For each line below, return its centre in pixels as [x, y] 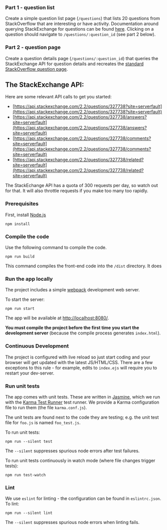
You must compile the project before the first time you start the [72, 328]
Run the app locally [29, 279]
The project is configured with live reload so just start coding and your [78, 357]
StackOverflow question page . [37, 69]
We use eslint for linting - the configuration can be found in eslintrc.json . [83, 498]
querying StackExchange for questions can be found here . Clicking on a [79, 29]
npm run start [20, 309]
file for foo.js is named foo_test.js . [43, 422]
